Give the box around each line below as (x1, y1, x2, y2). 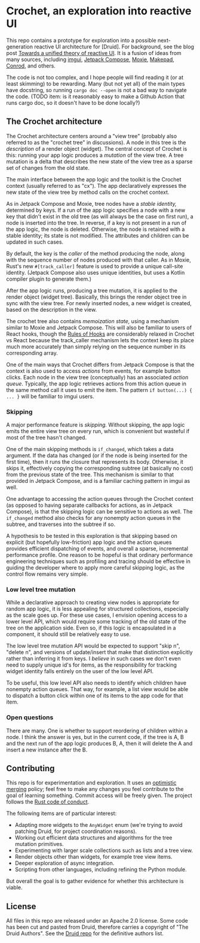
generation (6, 43, 33, 50)
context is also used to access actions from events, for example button (6, 367, 181, 375)
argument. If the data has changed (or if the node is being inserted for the (6, 452, 188, 459)
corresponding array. (6, 349, 59, 357)
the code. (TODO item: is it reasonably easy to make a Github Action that (6, 93, 185, 100)
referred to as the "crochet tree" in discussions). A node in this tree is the (6, 139, 186, 146)
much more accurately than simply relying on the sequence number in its (6, 343, 186, 350)
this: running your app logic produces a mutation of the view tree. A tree (6, 151, 184, 159)
